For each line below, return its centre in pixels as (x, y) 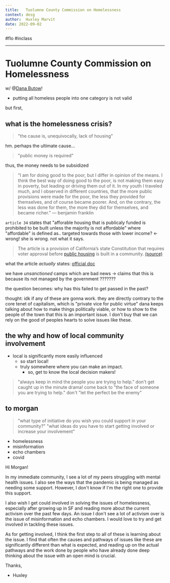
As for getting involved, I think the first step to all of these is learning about (83, 534)
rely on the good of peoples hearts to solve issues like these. (69, 320)
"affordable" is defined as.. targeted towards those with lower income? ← (81, 233)
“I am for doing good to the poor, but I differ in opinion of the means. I (90, 175)
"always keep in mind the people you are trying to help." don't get (86, 382)
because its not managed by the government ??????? (60, 279)
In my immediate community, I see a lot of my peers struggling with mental (83, 477)
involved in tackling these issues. (40, 524)
